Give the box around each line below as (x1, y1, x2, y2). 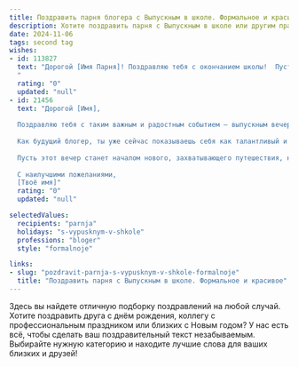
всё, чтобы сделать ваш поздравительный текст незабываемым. (9, 329, 255, 339)
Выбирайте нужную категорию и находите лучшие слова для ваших (9, 339, 268, 349)
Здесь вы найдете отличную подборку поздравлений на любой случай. (9, 300, 281, 311)
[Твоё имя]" (17, 179, 62, 187)
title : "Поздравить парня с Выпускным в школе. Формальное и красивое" (17, 276, 288, 285)
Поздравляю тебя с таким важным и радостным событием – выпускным (17, 121, 268, 130)
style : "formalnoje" (17, 243, 93, 253)
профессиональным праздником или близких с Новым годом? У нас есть (9, 319, 289, 330)
